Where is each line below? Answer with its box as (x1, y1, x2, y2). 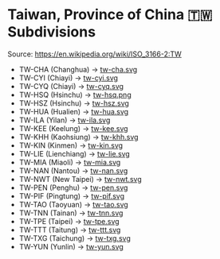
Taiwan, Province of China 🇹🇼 (7, 6, 213, 24)
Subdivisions (7, 23, 96, 41)
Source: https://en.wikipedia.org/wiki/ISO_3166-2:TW (7, 49, 183, 59)
